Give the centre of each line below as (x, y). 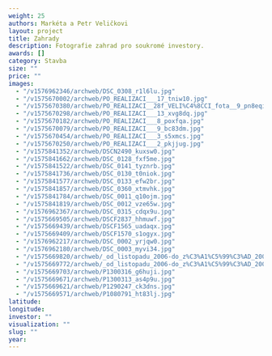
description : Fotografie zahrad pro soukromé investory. (106, 46)
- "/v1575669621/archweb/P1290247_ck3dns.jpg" (96, 287)
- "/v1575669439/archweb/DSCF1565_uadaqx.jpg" (96, 227)
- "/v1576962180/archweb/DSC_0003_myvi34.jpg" (96, 249)
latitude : (25, 302)
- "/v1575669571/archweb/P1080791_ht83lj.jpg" (96, 295)
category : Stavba (38, 61)
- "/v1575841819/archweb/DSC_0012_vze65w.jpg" (96, 204)
